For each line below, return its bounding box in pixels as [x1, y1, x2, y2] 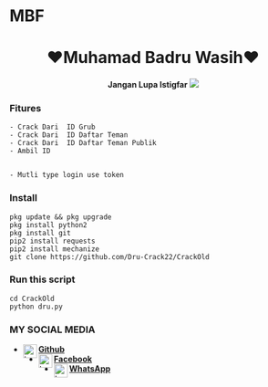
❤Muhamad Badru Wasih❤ [46, 47, 260, 68]
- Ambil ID [9, 147, 51, 156]
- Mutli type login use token [9, 171, 125, 180]
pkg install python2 [9, 220, 88, 229]
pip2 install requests [9, 236, 96, 246]
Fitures [9, 101, 42, 114]
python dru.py [9, 302, 64, 311]
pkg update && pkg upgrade [9, 212, 112, 222]
